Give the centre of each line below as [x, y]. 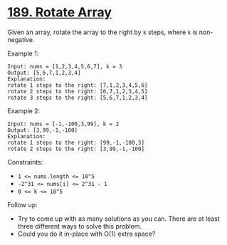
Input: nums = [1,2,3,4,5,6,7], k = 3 [65, 66]
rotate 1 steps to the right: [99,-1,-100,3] [76, 142]
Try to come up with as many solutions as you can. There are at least [119, 219]
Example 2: [24, 110]
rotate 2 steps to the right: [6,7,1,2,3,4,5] [78, 91]
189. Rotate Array [60, 12]
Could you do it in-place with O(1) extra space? [86, 234]
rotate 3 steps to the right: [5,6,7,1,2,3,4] [78, 98]
